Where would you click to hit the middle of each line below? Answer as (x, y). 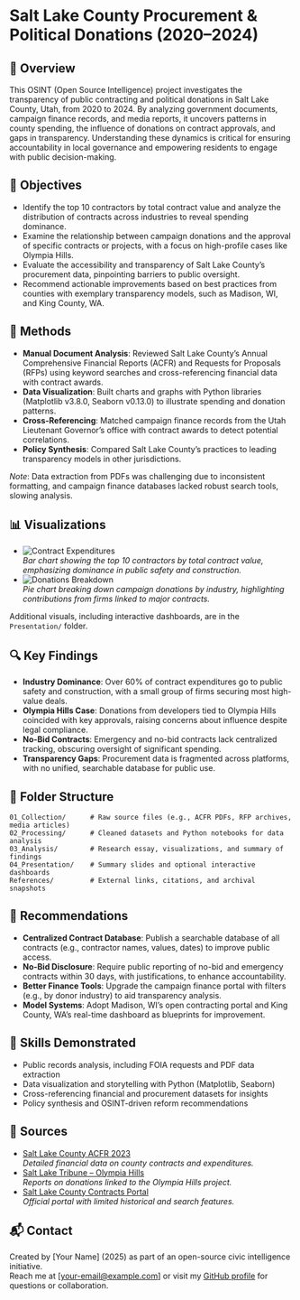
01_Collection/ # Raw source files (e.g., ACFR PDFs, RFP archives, (151, 818)
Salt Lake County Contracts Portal (85, 1192)
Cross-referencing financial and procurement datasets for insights (145, 1093)
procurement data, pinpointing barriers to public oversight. (131, 274)
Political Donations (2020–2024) (134, 35)
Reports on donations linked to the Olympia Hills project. (127, 1182)
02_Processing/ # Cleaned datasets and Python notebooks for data (146, 833)
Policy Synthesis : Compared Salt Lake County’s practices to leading (150, 449)
